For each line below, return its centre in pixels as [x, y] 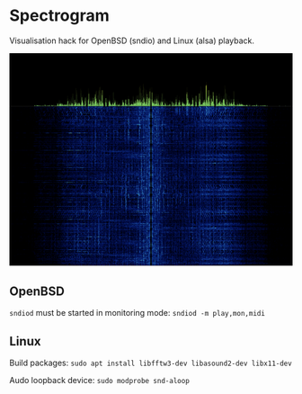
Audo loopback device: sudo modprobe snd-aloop [100, 380]
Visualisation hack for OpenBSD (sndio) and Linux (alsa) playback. [132, 40]
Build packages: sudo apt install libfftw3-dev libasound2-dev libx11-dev [151, 363]
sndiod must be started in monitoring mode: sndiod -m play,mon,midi [137, 313]
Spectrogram [59, 16]
